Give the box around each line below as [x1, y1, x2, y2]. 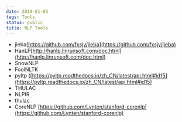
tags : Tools [6, 14, 35, 20]
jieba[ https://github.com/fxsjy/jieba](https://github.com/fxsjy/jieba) [14, 41, 177, 48]
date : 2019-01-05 [6, 8, 49, 15]
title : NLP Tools [6, 25, 49, 31]
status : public [6, 19, 43, 25]
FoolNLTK [14, 66, 39, 73]
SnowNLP [14, 60, 39, 67]
